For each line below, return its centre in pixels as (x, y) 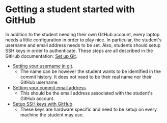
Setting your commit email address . (50, 87)
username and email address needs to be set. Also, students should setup (83, 45)
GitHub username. (39, 82)
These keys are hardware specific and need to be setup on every (88, 109)
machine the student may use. (52, 115)
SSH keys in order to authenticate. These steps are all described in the (79, 51)
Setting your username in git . (43, 66)
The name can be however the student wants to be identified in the (91, 71)
